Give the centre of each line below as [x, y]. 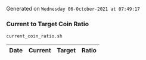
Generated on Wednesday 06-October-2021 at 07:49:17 [73, 9]
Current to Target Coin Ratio [48, 24]
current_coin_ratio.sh [34, 36]
